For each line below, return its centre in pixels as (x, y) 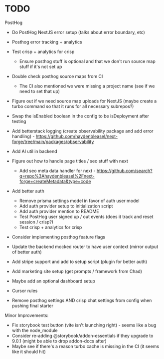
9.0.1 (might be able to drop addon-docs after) (59, 341)
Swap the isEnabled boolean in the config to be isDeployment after (81, 116)
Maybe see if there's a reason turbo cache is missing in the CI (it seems (85, 346)
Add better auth (28, 191)
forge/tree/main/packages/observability (53, 141)
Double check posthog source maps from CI (57, 76)
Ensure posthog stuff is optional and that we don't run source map (87, 61)
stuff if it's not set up (41, 66)
